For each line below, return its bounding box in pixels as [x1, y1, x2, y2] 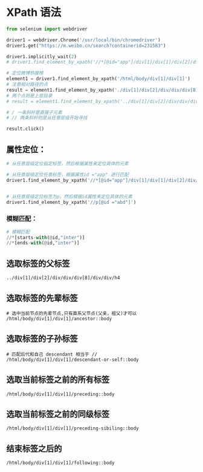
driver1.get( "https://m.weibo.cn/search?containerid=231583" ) [6, 42, 166, 49]
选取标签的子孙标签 [6, 334, 78, 344]
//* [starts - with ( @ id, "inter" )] [6, 234, 85, 240]
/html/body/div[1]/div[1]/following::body [6, 460, 115, 466]
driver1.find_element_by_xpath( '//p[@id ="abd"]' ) [6, 199, 137, 205]
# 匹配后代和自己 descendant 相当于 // [6, 351, 98, 357]
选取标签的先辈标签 [6, 292, 78, 303]
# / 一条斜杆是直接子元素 [6, 109, 62, 115]
